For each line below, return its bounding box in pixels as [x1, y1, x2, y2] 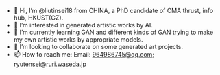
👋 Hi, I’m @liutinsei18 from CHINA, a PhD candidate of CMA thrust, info [13, 7, 214, 14]
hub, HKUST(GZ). [13, 14, 64, 22]
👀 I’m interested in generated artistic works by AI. [13, 21, 153, 29]
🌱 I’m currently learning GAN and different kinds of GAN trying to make [13, 28, 214, 36]
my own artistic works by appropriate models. [13, 35, 143, 44]
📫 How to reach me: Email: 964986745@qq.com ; [13, 50, 155, 58]
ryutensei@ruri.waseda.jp [13, 60, 87, 68]
